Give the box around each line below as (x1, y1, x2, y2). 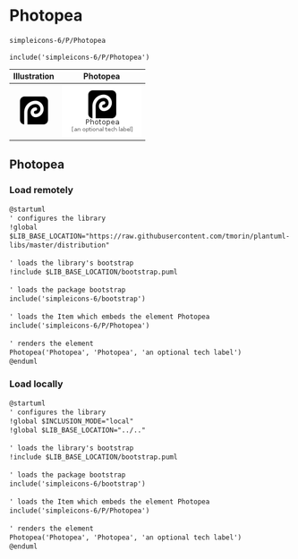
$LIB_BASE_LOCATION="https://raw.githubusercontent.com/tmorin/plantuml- (9, 232, 291, 241)
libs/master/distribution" (9, 241, 110, 250)
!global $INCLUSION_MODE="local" (9, 417, 134, 426)
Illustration (13, 71, 55, 81)
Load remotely (9, 183, 74, 196)
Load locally (9, 377, 64, 390)
